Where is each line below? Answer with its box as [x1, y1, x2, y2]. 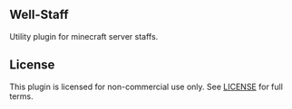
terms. [9, 90, 34, 102]
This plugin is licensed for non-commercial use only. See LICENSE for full [9, 81, 284, 92]
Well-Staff [9, 7, 70, 23]
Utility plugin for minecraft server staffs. [9, 31, 159, 41]
